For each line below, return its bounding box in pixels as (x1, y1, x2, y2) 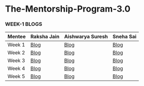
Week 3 (7, 57, 25, 64)
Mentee (7, 33, 26, 40)
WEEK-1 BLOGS (5, 21, 42, 28)
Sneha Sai (112, 33, 137, 40)
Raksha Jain (30, 33, 60, 40)
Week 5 (7, 73, 25, 80)
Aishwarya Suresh (64, 33, 108, 40)
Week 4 (7, 65, 25, 72)
